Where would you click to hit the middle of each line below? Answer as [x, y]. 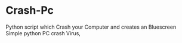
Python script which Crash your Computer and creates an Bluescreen [91, 27]
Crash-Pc [30, 10]
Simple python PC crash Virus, [43, 33]
